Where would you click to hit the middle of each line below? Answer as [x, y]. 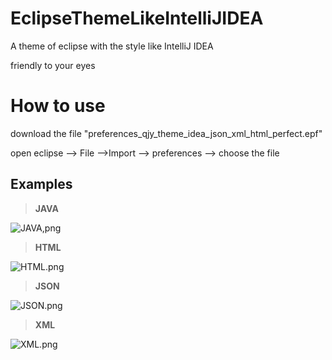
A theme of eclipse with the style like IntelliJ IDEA [112, 46]
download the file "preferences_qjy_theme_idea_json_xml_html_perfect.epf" [166, 133]
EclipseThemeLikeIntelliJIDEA [137, 18]
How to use [58, 106]
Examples [41, 184]
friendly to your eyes [53, 65]
